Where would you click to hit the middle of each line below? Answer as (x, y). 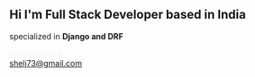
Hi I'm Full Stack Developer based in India (127, 15)
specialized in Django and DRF (66, 36)
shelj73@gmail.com (46, 63)
